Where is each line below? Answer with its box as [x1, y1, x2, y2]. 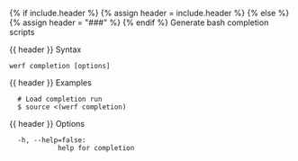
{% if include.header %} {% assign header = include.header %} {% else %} [9, 8, 290, 18]
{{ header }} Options [9, 119, 86, 129]
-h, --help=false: [17, 136, 87, 145]
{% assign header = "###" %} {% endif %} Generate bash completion [9, 17, 269, 28]
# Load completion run [17, 94, 103, 103]
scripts [9, 27, 35, 37]
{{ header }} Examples [9, 77, 92, 88]
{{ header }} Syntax [9, 44, 82, 55]
